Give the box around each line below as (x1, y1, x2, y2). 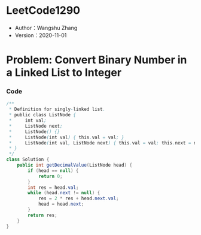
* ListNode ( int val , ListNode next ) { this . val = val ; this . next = (8, 140, 191, 146)
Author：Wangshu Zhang (14, 24, 78, 31)
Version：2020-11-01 (14, 31, 67, 39)
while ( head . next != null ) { (28, 190, 100, 196)
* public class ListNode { (8, 112, 77, 118)
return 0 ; (38, 173, 63, 179)
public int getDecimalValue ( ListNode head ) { (17, 162, 133, 168)
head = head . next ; (38, 201, 84, 207)
